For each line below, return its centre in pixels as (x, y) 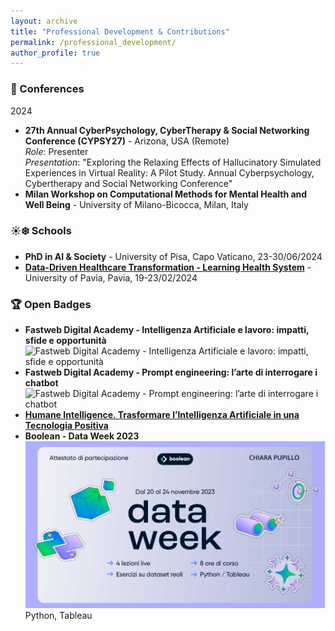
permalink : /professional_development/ (93, 42)
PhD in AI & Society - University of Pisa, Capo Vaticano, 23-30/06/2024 (173, 256)
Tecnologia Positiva (66, 426)
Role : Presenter (56, 151)
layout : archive (44, 21)
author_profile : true (55, 53)
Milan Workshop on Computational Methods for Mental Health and (166, 194)
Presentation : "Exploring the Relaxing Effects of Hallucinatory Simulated (173, 162)
